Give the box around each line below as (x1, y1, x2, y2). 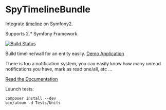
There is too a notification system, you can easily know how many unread (5, 60, 161, 66)
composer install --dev (5, 96, 57, 101)
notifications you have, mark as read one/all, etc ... (5, 66, 113, 72)
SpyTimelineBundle (5, 4, 91, 15)
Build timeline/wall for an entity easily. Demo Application (5, 50, 124, 57)
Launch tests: (5, 86, 34, 92)
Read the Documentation (5, 76, 58, 82)
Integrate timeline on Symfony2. (5, 21, 73, 27)
